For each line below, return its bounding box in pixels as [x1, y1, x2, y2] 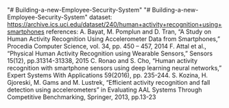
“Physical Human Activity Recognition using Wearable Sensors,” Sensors [7, 49, 213, 57]
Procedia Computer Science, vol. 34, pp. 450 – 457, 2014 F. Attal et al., [7, 42, 207, 50]
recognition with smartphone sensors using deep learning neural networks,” [7, 64, 222, 72]
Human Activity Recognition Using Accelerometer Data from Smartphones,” [7, 35, 221, 43]
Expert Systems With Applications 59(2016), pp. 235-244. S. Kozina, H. [7, 71, 208, 79]
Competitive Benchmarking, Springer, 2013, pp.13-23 [7, 93, 156, 101]
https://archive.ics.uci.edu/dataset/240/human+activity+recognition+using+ [7, 21, 222, 28]
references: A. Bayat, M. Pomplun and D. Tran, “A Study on [45, 27, 212, 36]
